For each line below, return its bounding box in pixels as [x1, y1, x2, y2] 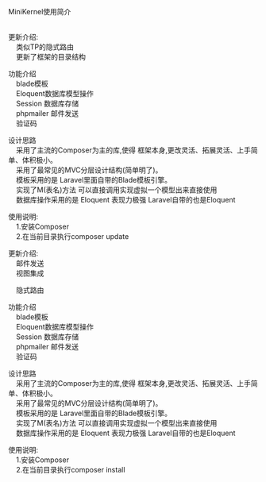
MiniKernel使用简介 [8, 7, 71, 16]
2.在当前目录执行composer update [15, 232, 129, 241]
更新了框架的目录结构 [15, 52, 86, 61]
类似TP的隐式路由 [15, 42, 74, 52]
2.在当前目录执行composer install [15, 465, 125, 474]
